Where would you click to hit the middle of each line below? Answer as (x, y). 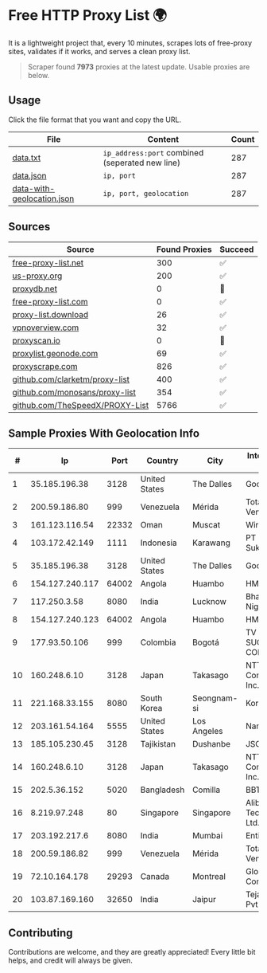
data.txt (27, 158)
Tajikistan (158, 744)
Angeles (207, 732)
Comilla (206, 790)
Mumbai (207, 836)
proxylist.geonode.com (55, 353)
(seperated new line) (142, 163)
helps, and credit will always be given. (70, 960)
